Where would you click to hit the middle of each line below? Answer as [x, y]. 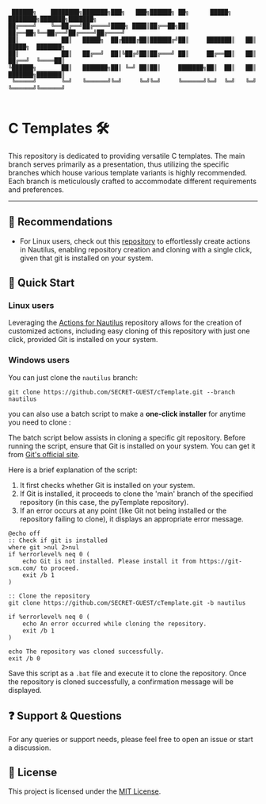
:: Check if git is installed [58, 540]
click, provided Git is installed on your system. [83, 340]
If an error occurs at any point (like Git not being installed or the [123, 510]
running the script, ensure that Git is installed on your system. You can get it [132, 446]
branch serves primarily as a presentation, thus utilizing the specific [119, 164]
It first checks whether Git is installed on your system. [107, 485]
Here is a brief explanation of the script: [73, 470]
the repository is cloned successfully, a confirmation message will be [121, 681]
